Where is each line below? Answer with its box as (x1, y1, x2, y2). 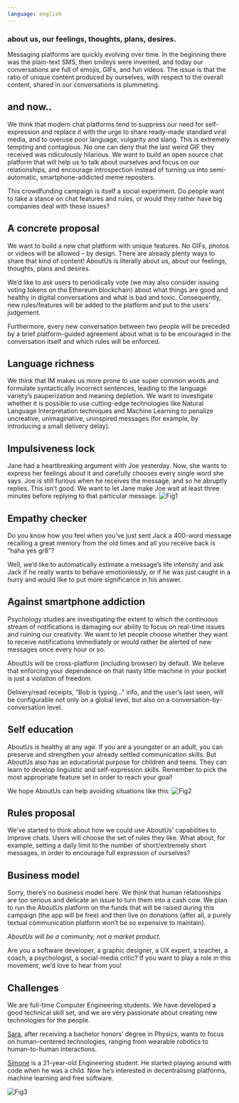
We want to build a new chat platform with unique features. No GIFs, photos (7, 241, 230, 250)
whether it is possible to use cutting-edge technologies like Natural (7, 399, 204, 408)
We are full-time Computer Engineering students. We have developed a (7, 1001, 216, 1010)
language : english (7, 10, 62, 18)
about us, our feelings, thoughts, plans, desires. (7, 33, 176, 43)
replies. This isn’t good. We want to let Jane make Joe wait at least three (7, 484, 220, 493)
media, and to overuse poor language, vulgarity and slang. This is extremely (7, 135, 230, 143)
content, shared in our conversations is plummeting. (7, 80, 160, 89)
